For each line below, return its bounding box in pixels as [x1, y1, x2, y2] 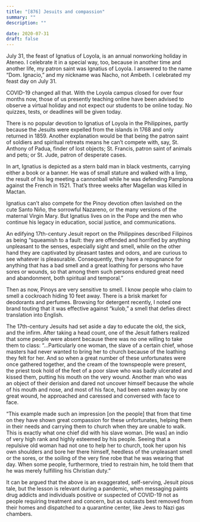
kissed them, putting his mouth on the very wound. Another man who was [6, 373, 187, 381]
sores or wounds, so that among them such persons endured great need [6, 268, 185, 276]
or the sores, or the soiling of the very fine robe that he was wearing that [6, 455, 185, 462]
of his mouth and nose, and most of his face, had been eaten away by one [6, 386, 189, 393]
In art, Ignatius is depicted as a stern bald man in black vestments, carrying [6, 163, 190, 170]
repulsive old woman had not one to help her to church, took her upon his [6, 442, 186, 449]
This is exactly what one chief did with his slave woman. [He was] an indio [6, 429, 189, 436]
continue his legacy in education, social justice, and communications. [6, 218, 177, 226]
